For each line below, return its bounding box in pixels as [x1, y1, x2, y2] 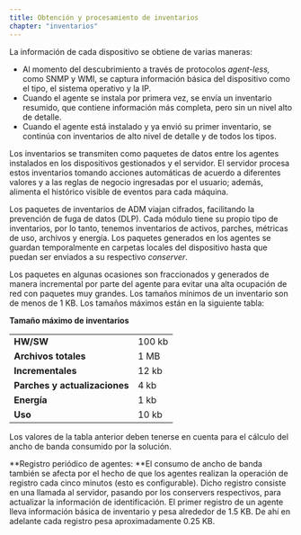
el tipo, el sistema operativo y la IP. [22, 83, 151, 94]
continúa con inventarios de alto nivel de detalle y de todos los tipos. [22, 130, 277, 141]
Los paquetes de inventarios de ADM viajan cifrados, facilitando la [9, 203, 254, 214]
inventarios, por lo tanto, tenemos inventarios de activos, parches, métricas [9, 222, 289, 234]
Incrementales [13, 364, 77, 377]
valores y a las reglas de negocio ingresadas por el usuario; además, [9, 176, 263, 187]
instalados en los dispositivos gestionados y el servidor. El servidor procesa [9, 157, 290, 168]
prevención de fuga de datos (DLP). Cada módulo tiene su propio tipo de [9, 213, 279, 224]
